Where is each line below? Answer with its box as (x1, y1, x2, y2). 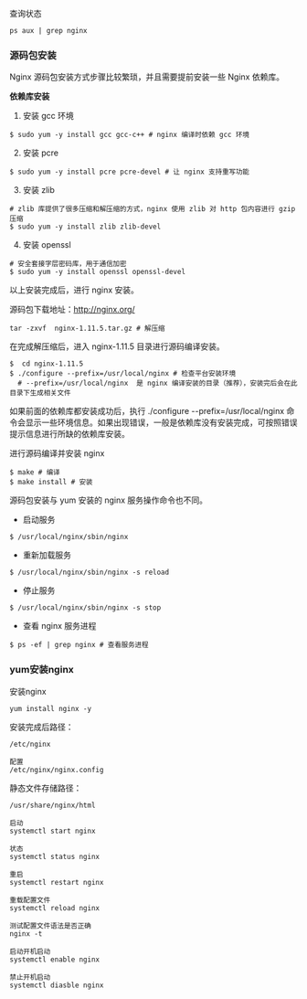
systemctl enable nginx (9, 954, 101, 964)
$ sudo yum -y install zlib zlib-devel (9, 222, 162, 231)
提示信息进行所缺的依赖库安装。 (9, 429, 130, 440)
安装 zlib (22, 185, 55, 196)
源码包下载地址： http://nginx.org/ (9, 304, 135, 315)
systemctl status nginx (9, 852, 101, 861)
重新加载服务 (22, 549, 71, 560)
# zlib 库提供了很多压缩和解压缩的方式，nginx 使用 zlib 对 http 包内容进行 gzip (9, 205, 296, 214)
